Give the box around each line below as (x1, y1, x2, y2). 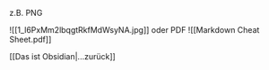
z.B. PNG (9, 8, 43, 18)
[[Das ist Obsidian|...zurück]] (9, 51, 117, 61)
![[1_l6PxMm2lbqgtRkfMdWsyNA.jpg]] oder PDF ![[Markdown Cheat (9, 25, 260, 35)
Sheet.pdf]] (9, 35, 52, 44)
